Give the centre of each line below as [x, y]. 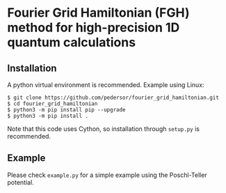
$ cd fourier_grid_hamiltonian [53, 104]
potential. [21, 182]
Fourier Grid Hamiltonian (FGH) [98, 13]
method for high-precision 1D [94, 28]
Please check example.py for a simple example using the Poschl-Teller [107, 175]
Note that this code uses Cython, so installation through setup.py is [104, 129]
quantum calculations [72, 43]
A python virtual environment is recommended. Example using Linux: [106, 85]
